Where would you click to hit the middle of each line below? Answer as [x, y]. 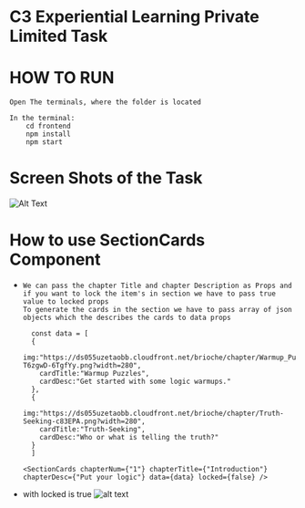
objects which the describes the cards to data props [127, 317]
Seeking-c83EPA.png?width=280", [84, 421]
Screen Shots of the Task [106, 178]
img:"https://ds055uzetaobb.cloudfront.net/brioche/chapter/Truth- [153, 413]
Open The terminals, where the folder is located [106, 102]
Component [56, 259]
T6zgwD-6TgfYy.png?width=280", [82, 366]
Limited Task [59, 36]
